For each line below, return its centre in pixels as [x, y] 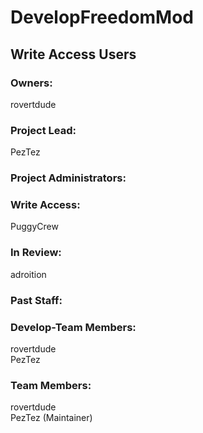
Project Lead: [43, 130]
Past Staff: [36, 300]
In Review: [36, 253]
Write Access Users [73, 54]
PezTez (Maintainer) [51, 418]
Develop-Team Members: [73, 327]
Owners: [31, 83]
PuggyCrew [34, 227]
